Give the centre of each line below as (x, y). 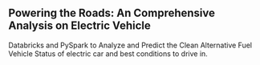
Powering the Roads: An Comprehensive (112, 13)
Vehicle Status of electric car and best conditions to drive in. (108, 53)
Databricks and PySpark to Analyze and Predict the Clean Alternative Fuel (130, 45)
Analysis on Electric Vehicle (79, 26)
